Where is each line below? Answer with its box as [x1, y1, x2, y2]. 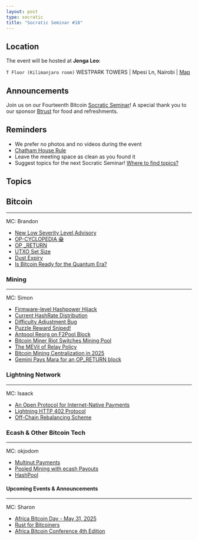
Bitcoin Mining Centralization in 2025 [14, 350, 105, 357]
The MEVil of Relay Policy [14, 343, 77, 350]
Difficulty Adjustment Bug [14, 318, 78, 326]
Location [6, 41, 39, 51]
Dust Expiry [14, 255, 43, 262]
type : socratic [6, 14, 44, 20]
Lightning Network [6, 370, 61, 379]
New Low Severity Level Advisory [14, 229, 97, 236]
